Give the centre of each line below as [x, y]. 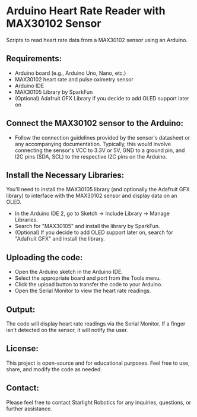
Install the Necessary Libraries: [65, 175]
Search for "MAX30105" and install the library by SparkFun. [87, 226]
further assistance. [29, 409]
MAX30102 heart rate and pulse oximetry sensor [74, 79]
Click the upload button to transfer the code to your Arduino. [89, 285]
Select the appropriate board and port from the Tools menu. [88, 278]
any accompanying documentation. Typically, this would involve [93, 144]
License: [22, 349]
